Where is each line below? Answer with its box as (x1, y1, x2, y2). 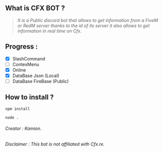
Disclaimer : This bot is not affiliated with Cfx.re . (5, 141, 105, 147)
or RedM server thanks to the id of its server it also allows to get (17, 22, 150, 28)
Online (12, 67, 26, 73)
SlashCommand (12, 55, 45, 61)
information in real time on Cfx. (17, 27, 82, 34)
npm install (5, 106, 30, 111)
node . (5, 115, 19, 120)
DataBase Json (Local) (12, 72, 59, 78)
